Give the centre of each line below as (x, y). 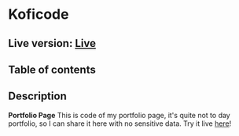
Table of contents (52, 69)
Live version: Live (52, 43)
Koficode (39, 14)
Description (37, 97)
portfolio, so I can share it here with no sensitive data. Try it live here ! (120, 123)
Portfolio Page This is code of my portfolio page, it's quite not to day (119, 115)
